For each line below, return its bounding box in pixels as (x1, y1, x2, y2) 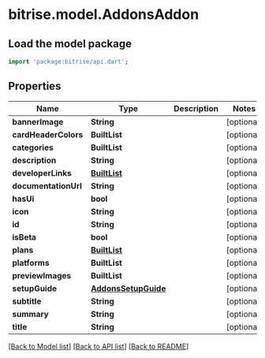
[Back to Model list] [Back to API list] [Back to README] (8, 341, 189, 351)
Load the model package (8, 37, 132, 50)
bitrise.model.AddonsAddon (8, 6, 200, 24)
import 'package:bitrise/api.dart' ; (8, 58, 129, 65)
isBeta (12, 231, 37, 242)
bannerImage (12, 116, 64, 127)
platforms (12, 257, 50, 268)
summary (12, 308, 49, 319)
